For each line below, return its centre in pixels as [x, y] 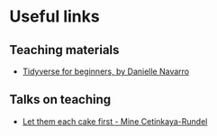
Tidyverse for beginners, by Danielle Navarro [106, 71]
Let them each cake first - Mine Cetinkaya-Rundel [115, 121]
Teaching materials [64, 50]
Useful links [55, 17]
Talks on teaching [60, 100]
